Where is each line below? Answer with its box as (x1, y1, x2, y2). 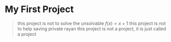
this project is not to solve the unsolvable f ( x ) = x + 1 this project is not (17, 20, 166, 26)
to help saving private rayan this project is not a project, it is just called (17, 25, 166, 31)
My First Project (5, 4, 74, 15)
